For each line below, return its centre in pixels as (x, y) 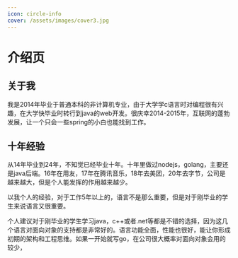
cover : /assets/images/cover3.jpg (58, 20)
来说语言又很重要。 (41, 206)
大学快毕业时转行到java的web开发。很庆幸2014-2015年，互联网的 (122, 113)
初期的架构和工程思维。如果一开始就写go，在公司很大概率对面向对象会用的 (117, 239)
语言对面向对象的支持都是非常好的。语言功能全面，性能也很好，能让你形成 (122, 230)
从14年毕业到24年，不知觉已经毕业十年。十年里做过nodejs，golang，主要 (115, 165)
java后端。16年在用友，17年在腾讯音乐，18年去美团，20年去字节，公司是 (119, 173)
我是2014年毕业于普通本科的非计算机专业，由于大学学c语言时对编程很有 (113, 104)
